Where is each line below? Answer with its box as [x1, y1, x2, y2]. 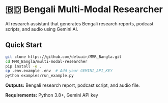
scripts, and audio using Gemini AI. [5, 26, 78, 32]
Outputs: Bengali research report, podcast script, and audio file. [5, 82, 140, 88]
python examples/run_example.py [5, 73, 74, 78]
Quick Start [5, 41, 42, 49]
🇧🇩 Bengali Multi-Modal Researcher [5, 4, 163, 15]
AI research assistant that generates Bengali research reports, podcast [5, 20, 154, 26]
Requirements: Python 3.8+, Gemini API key [5, 92, 98, 98]
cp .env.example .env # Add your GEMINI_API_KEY [5, 68, 113, 74]
